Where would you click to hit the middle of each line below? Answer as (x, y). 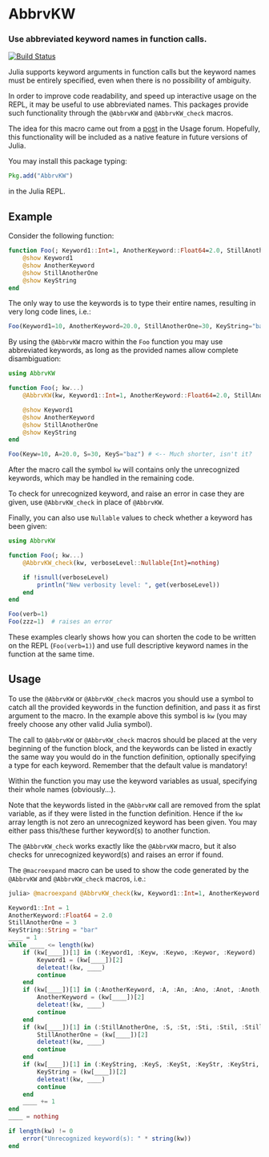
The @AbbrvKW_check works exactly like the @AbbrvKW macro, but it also (122, 846)
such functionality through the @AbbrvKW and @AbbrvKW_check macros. (121, 113)
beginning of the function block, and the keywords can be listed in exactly (130, 748)
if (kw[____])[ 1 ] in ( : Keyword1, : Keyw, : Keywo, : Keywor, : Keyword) (139, 952)
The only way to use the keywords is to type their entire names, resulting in (132, 303)
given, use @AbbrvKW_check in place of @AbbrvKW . (86, 502)
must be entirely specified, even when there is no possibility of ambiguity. (130, 80)
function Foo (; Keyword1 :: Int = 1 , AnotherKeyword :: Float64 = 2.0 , (116, 251)
